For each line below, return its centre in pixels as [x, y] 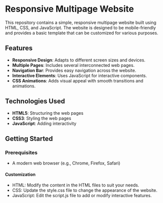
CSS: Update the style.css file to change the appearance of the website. [85, 190]
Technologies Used [35, 101]
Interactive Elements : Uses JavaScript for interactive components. [80, 75]
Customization [20, 174]
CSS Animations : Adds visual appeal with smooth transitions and [78, 81]
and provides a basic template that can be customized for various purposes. [82, 33]
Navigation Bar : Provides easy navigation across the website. [74, 70]
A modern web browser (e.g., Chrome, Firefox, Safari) [66, 163]
